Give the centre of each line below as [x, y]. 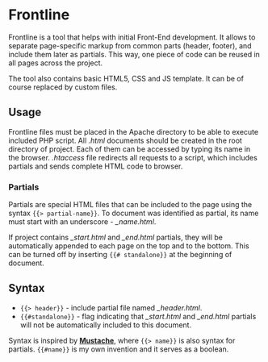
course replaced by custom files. [63, 87]
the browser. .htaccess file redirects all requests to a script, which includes [133, 157]
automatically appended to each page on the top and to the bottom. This [129, 246]
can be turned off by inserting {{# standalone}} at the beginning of [120, 255]
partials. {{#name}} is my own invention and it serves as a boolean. [119, 349]
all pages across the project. [56, 63]
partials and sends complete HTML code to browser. [96, 166]
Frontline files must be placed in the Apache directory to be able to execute [134, 131]
